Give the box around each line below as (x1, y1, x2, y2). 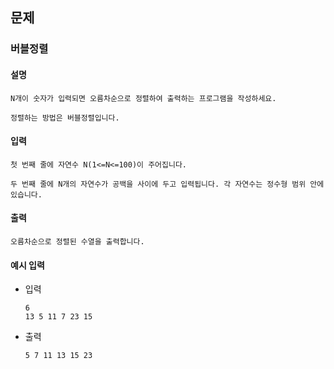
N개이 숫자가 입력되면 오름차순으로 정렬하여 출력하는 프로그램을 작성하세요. (10, 93, 277, 103)
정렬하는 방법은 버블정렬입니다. (10, 113, 120, 123)
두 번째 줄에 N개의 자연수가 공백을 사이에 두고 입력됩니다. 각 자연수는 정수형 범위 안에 (10, 179, 325, 189)
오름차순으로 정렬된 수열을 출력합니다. (10, 236, 145, 247)
